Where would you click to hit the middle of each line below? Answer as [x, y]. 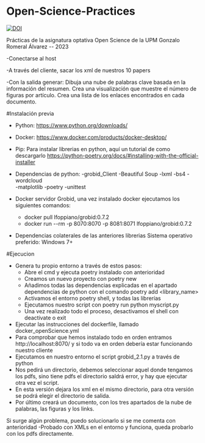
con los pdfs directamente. [40, 433]
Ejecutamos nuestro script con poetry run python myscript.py [102, 305]
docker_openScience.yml [47, 330]
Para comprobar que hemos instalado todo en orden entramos [93, 337]
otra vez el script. [37, 382]
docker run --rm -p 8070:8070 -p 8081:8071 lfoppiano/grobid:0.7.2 [108, 223]
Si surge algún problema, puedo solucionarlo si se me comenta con [91, 420]
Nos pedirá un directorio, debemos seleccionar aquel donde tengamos [104, 370]
